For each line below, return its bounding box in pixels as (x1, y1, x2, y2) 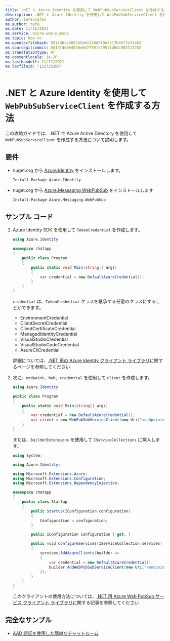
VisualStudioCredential (20, 336, 68, 342)
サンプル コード (5, 213, 54, 221)
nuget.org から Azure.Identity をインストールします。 (12, 167, 123, 173)
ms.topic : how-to (5, 36, 42, 41)
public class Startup (22, 499, 67, 504)
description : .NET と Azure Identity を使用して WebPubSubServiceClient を (5, 12, 163, 17)
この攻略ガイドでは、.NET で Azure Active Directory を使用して (5, 130, 138, 137)
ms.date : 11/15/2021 (5, 26, 49, 31)
